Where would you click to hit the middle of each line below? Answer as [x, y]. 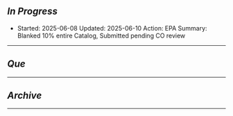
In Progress [32, 11]
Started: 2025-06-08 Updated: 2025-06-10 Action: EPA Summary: [112, 28]
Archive [25, 96]
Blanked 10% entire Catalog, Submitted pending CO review [101, 35]
